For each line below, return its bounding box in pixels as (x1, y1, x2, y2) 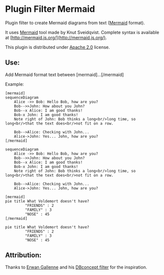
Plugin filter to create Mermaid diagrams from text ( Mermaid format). (5, 20, 145, 26)
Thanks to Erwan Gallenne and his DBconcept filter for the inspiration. (5, 264, 147, 270)
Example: (5, 81, 24, 87)
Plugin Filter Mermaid (5, 3, 95, 15)
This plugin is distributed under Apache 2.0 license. (5, 44, 110, 50)
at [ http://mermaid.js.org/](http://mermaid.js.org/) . (5, 35, 107, 40)
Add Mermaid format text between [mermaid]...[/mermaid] (5, 72, 124, 78)
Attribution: (5, 251, 42, 260)
